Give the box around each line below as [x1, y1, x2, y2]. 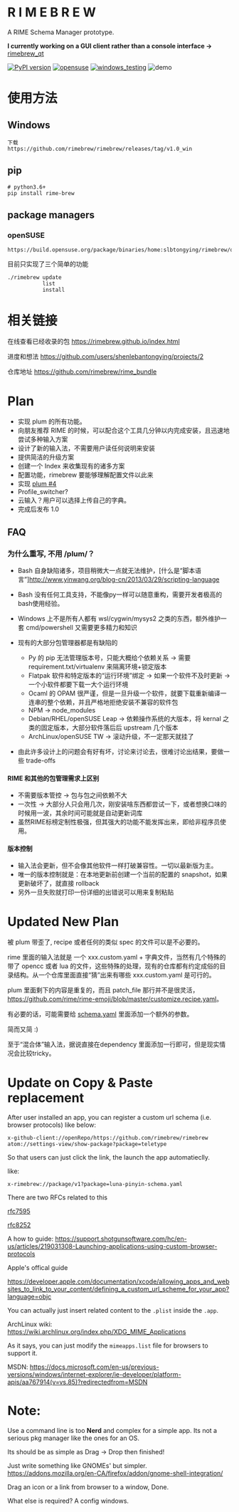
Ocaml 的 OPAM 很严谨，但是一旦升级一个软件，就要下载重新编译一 [28, 689, 227, 698]
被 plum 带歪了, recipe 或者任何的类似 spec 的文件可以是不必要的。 [7, 938, 204, 947]
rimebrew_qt [7, 49, 44, 58]
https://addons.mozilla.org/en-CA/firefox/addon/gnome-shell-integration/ [7, 1469, 223, 1478]
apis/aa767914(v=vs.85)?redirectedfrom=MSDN [7, 1378, 148, 1387]
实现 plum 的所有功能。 [17, 417, 87, 426]
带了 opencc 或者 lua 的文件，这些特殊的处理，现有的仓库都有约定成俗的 [7, 962, 220, 970]
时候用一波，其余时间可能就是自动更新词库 [17, 809, 143, 817]
